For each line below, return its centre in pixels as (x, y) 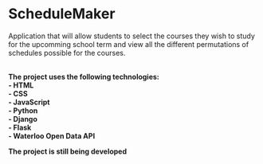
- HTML (21, 85)
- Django (23, 119)
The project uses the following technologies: (84, 76)
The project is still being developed (68, 151)
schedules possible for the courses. (67, 53)
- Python (23, 110)
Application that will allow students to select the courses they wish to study (131, 36)
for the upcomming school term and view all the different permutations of (129, 44)
